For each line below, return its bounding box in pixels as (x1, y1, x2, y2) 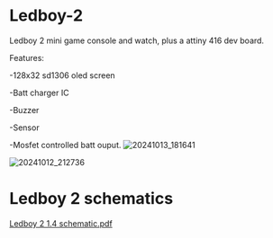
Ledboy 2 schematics (9, 189, 174, 209)
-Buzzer (9, 104, 40, 115)
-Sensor (9, 122, 40, 133)
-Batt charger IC (9, 87, 69, 98)
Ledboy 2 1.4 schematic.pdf (9, 217, 113, 229)
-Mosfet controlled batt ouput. (9, 139, 122, 150)
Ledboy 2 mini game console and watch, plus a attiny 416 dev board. (9, 35, 264, 46)
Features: (9, 52, 45, 63)
